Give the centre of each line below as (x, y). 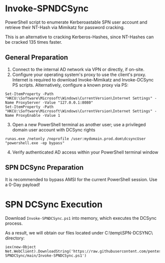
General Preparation (37, 58)
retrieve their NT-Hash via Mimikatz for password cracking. (65, 27)
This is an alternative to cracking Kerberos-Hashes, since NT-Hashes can (79, 37)
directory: (15, 238)
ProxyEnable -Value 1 (38, 115)
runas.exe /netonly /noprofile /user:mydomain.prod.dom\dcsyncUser (76, 139)
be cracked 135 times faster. (34, 42)
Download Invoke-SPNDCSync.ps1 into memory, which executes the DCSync (81, 218)
